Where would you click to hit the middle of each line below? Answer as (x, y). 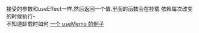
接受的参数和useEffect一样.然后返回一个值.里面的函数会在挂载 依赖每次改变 (99, 9)
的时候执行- (21, 16)
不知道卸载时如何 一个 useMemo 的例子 (55, 24)
